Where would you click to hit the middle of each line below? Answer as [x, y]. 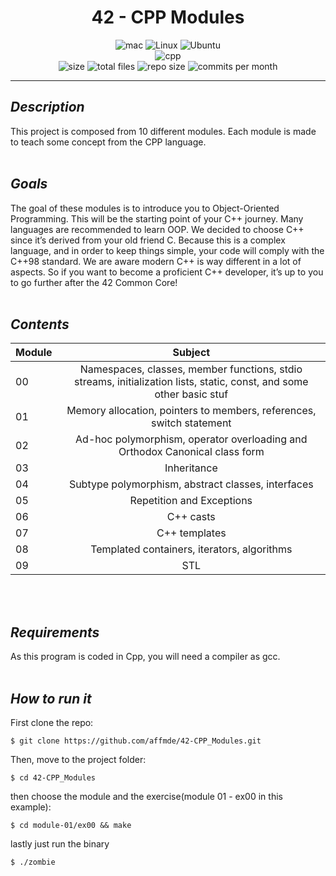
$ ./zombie [33, 862]
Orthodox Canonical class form [191, 452]
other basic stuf [191, 394]
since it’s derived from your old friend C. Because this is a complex [148, 240]
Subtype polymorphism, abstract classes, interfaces [191, 484]
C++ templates [191, 533]
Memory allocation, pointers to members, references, [191, 411]
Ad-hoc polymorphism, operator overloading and [191, 439]
